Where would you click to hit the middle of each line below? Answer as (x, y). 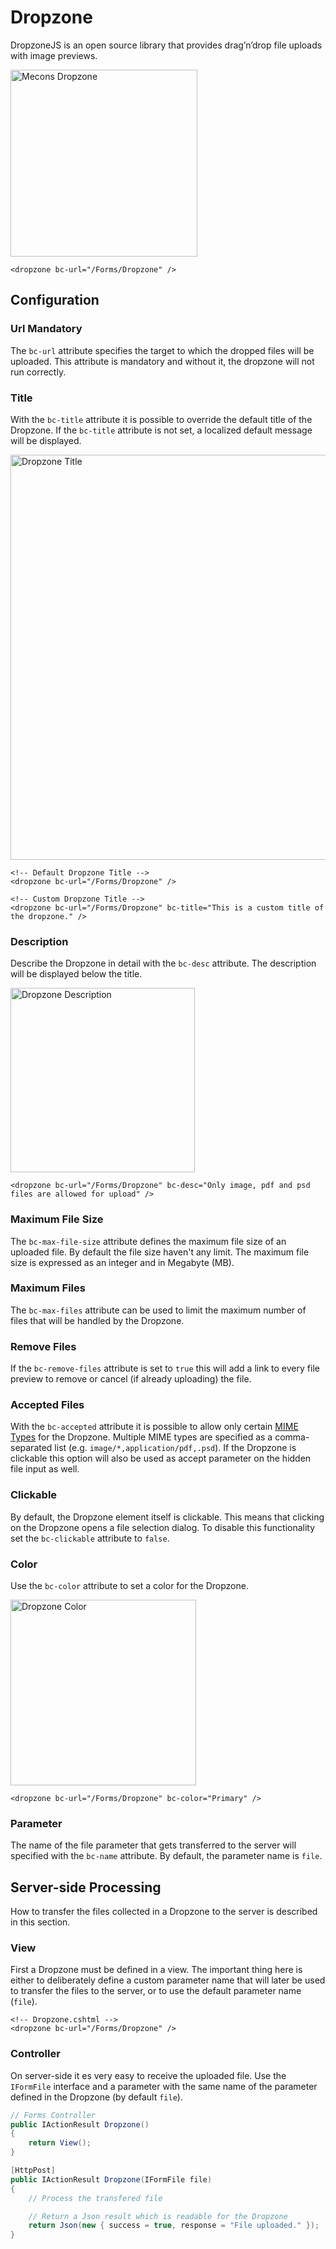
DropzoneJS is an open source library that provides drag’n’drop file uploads (166, 45)
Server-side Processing (86, 1887)
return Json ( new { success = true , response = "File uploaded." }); (174, 2226)
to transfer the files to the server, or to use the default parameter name (156, 1991)
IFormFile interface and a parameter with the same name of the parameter (164, 2086)
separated (31, 1448)
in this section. (40, 1922)
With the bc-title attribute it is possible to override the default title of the (161, 419)
